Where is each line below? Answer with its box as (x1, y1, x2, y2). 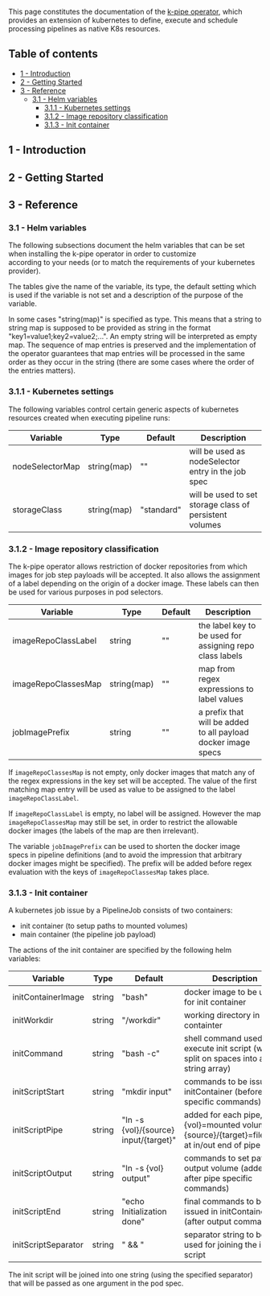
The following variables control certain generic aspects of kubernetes (8, 404, 239, 414)
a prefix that (198, 706, 244, 718)
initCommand (12, 1048, 63, 1059)
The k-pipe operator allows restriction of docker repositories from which (8, 561, 247, 571)
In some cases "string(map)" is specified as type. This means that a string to (8, 314, 262, 325)
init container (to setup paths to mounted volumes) (19, 921, 188, 931)
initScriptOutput (12, 1168, 72, 1179)
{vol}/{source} (121, 1124, 175, 1136)
